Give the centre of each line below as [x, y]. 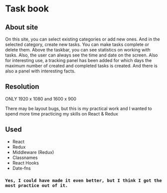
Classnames [25, 157]
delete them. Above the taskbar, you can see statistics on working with [78, 50]
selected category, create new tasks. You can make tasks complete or [77, 44]
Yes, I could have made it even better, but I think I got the [83, 180]
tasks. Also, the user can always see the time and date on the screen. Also [82, 55]
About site [22, 27]
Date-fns [21, 168]
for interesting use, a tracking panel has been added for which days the [79, 60]
